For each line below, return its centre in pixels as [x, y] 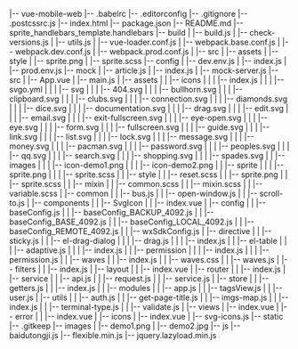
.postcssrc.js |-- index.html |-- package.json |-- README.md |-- [126, 23]
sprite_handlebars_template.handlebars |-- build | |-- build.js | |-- [129, 32]
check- [262, 32]
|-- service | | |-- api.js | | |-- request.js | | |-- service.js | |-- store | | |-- [139, 279]
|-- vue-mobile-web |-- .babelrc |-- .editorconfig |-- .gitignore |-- [129, 14]
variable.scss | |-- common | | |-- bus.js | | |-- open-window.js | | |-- [133, 193]
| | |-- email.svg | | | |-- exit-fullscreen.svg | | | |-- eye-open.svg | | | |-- [139, 118]
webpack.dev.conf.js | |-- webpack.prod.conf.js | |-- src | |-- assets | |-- [147, 52]
